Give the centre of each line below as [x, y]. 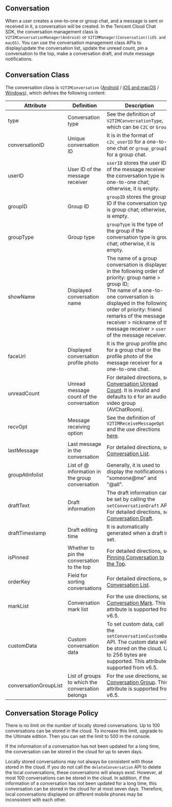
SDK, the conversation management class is [52, 32]
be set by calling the [131, 499]
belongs [77, 695]
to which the [82, 682]
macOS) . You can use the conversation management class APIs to [73, 43]
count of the [82, 397]
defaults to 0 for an [129, 397]
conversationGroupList [35, 685]
